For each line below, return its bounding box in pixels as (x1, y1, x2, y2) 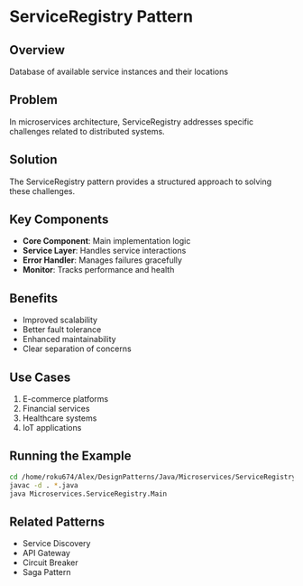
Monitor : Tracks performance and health (22, 265, 175, 275)
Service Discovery (22, 538, 91, 549)
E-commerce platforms (22, 394, 109, 405)
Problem (9, 92, 59, 107)
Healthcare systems (22, 413, 97, 423)
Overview (9, 42, 66, 58)
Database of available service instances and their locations (9, 66, 228, 77)
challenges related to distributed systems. (9, 126, 165, 136)
